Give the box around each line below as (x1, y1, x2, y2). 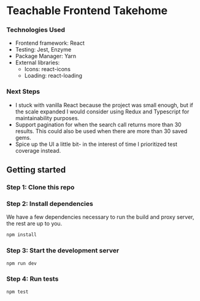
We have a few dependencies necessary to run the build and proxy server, (6, 213, 194, 221)
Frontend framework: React (15, 39, 85, 47)
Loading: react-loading (24, 72, 83, 80)
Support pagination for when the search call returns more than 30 (15, 121, 182, 128)
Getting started (6, 165, 66, 175)
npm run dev (6, 260, 37, 267)
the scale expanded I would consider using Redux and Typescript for (15, 108, 190, 115)
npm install (6, 232, 37, 238)
